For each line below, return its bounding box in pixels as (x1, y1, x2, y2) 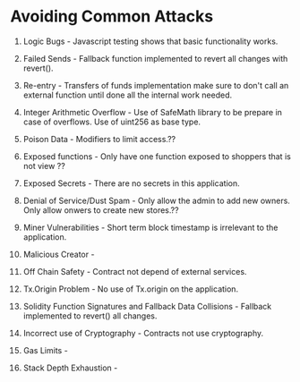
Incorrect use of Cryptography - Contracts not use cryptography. (22, 327, 263, 338)
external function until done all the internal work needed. (22, 89, 233, 100)
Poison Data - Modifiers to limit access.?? (22, 133, 176, 144)
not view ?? (22, 160, 65, 171)
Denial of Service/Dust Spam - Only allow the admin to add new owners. (22, 195, 290, 206)
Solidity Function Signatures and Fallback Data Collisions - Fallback (22, 301, 272, 311)
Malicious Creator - (22, 249, 95, 259)
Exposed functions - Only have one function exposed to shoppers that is (22, 150, 292, 162)
